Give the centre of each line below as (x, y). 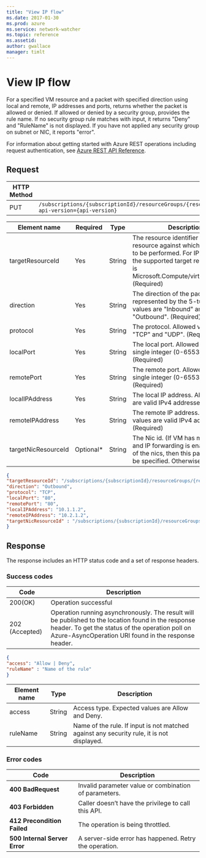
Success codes (30, 576)
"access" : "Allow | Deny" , (41, 663)
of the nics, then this (162, 453)
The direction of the (161, 293)
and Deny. (88, 716)
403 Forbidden (32, 807)
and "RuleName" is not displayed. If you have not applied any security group (103, 125)
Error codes (24, 759)
